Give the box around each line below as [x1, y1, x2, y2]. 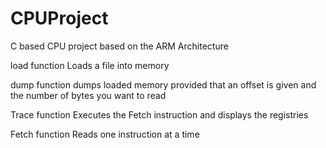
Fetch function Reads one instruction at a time [10, 128, 200, 140]
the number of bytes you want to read [10, 89, 167, 101]
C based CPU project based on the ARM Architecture [10, 40, 229, 52]
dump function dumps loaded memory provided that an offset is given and [10, 78, 317, 91]
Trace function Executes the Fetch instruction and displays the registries [10, 108, 309, 121]
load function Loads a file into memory [10, 59, 170, 71]
